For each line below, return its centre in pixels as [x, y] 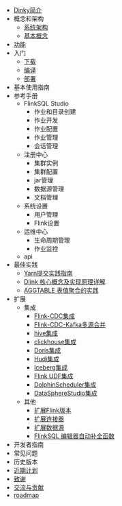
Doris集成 [47, 350]
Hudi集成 [47, 359]
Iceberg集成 [51, 368]
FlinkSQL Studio [46, 104]
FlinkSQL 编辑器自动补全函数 [74, 436]
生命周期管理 [52, 240]
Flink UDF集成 [54, 376]
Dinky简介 [28, 10]
